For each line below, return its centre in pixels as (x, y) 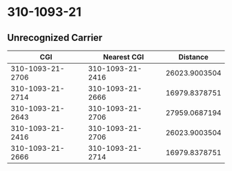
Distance (194, 57)
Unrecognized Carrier (55, 38)
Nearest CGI (124, 57)
